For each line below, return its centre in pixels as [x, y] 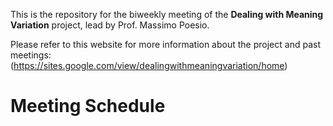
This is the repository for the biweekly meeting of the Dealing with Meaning [167, 14]
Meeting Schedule [88, 106]
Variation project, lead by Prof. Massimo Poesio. [110, 25]
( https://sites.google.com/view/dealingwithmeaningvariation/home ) [149, 65]
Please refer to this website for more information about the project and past [165, 44]
